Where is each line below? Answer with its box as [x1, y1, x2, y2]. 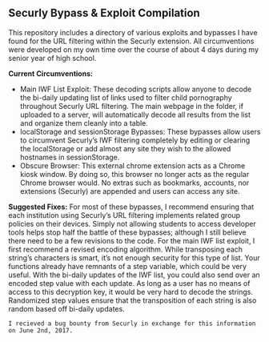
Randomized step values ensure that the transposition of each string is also [8, 296, 257, 305]
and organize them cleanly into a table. [19, 118, 148, 127]
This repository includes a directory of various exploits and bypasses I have [8, 27, 258, 37]
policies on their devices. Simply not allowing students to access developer [8, 219, 256, 228]
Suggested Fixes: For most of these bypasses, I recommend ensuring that [8, 202, 255, 211]
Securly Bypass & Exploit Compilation [8, 6, 200, 20]
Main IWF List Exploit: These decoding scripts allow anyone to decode [19, 84, 252, 94]
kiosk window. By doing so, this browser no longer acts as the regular [19, 169, 250, 179]
